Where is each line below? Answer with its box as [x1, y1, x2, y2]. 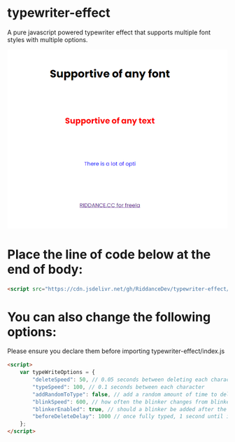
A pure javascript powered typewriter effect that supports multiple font [7, 28, 211, 36]
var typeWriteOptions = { [20, 369, 96, 376]
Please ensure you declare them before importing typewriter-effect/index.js [7, 347, 225, 355]
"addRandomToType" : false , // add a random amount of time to [32, 391, 218, 398]
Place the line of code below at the [7, 247, 211, 262]
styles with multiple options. [7, 35, 88, 43]
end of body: [7, 261, 83, 277]
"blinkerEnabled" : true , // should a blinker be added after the [32, 406, 227, 413]
